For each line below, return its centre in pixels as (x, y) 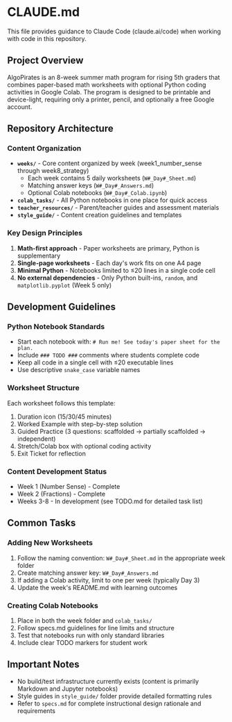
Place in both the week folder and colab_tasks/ (84, 621)
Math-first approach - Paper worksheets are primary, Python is (108, 248)
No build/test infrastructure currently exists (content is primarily (108, 681)
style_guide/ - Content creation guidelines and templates (99, 215)
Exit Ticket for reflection (52, 453)
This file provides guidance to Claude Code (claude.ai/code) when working (114, 31)
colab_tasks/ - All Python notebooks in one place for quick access (112, 200)
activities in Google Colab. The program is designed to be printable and (109, 92)
